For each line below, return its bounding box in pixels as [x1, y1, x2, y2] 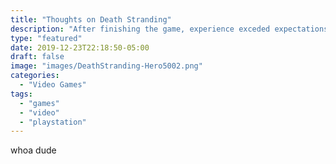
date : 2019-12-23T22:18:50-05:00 [10, 42, 150, 53]
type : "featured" [10, 33, 83, 43]
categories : [10, 71, 60, 81]
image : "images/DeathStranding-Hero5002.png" [10, 61, 203, 71]
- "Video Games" [19, 80, 87, 90]
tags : [10, 89, 33, 99]
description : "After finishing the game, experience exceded [10, 24, 271, 34]
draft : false [10, 52, 65, 62]
